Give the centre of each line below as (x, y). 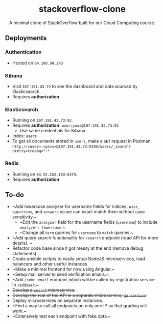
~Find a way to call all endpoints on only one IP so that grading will (79, 306)
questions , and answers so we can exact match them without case (79, 212)
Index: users (24, 136)
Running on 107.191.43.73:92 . (43, 120)
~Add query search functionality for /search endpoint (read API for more (85, 238)
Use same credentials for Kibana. (53, 131)
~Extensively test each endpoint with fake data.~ (61, 316)
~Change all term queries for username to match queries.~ (76, 233)
